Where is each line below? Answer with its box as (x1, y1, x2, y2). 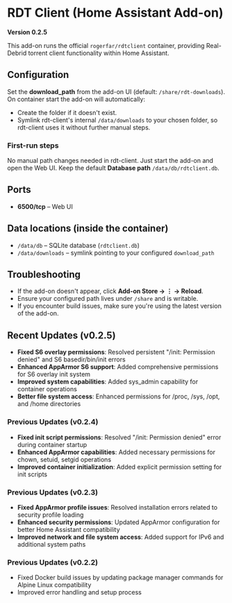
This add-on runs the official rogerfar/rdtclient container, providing (7, 41, 205, 49)
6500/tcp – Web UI (17, 202, 73, 210)
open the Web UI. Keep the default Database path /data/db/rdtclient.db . (7, 164, 220, 172)
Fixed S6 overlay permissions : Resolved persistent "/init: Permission (17, 348, 215, 357)
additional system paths (17, 540, 86, 548)
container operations (17, 385, 78, 393)
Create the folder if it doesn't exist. (17, 108, 117, 116)
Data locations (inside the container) (7, 223, 169, 235)
